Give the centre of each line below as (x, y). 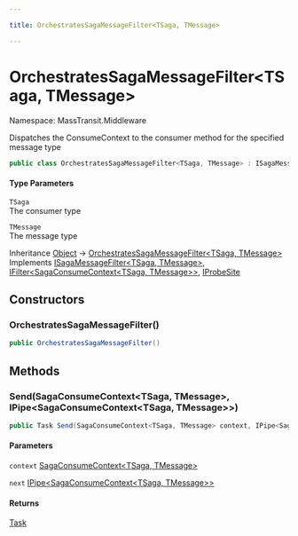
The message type (43, 235)
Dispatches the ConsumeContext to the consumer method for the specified (147, 138)
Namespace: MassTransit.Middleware (78, 120)
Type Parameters (42, 184)
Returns (24, 503)
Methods (35, 370)
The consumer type (45, 210)
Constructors (47, 300)
